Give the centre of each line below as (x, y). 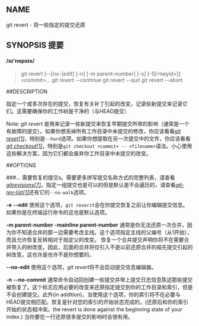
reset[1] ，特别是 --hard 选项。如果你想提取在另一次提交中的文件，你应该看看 (99, 139)
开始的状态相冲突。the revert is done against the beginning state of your (94, 309)
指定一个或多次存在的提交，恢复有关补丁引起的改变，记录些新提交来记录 (94, 104)
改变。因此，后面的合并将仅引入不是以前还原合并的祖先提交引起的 (112, 247)
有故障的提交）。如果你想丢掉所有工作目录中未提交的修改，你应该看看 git (94, 131)
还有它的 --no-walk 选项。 (59, 193)
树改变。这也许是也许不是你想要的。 (50, 255)
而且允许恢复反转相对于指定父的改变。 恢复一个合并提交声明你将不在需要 (95, 240)
